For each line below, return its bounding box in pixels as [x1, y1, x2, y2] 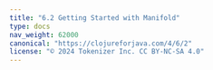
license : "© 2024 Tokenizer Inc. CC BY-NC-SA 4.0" [9, 47, 205, 56]
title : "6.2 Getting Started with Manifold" [9, 13, 180, 23]
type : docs [9, 22, 51, 31]
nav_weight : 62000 [9, 30, 79, 39]
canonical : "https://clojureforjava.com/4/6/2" [9, 38, 193, 48]
